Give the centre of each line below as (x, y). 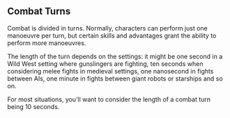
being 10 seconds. (33, 106)
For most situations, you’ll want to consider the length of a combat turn (109, 99)
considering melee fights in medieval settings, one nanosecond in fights (110, 71)
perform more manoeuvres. (47, 43)
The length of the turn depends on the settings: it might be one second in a (115, 56)
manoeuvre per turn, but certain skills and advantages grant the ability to (112, 35)
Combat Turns (39, 11)
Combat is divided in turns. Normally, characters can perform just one (107, 28)
